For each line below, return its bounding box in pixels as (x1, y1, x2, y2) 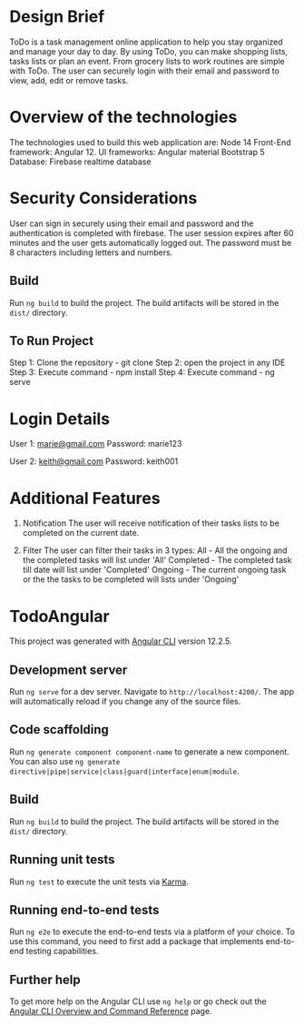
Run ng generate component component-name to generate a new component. (9, 746, 290, 757)
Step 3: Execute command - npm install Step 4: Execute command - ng (9, 367, 275, 378)
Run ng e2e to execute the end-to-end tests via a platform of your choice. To (9, 926, 296, 937)
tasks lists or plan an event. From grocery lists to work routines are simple (9, 55, 286, 66)
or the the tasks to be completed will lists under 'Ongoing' (22, 574, 240, 585)
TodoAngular (9, 606, 111, 626)
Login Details (9, 409, 111, 429)
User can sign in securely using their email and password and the (9, 218, 254, 229)
